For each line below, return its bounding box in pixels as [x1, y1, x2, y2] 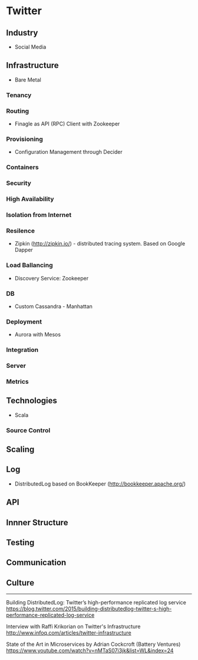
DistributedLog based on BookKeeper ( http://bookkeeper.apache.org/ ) [14, 480, 186, 487]
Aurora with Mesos [14, 331, 61, 338]
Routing [6, 106, 29, 115]
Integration [6, 346, 39, 354]
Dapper [14, 247, 34, 254]
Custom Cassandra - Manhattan [14, 303, 93, 310]
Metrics [6, 377, 29, 386]
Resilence [6, 227, 35, 235]
